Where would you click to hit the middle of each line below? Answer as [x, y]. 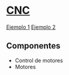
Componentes [34, 46]
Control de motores [39, 60]
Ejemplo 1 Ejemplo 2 [31, 27]
